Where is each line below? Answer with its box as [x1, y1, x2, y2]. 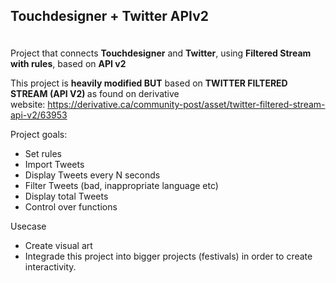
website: [10, 99, 46, 111]
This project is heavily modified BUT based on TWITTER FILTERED [10, 77, 288, 89]
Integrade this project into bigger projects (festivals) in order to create [24, 250, 313, 263]
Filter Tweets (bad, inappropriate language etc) [24, 180, 219, 192]
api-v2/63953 [10, 109, 68, 121]
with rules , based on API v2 [10, 58, 127, 70]
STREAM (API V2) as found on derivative [10, 88, 180, 100]
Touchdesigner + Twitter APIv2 [10, 8, 210, 25]
